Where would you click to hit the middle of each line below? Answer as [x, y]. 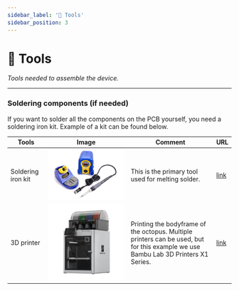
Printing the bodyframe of [168, 223]
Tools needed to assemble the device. [63, 78]
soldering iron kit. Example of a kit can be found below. [88, 126]
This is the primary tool [164, 171]
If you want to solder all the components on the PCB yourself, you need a [115, 119]
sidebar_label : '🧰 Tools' [46, 15]
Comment [170, 142]
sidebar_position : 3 [38, 22]
